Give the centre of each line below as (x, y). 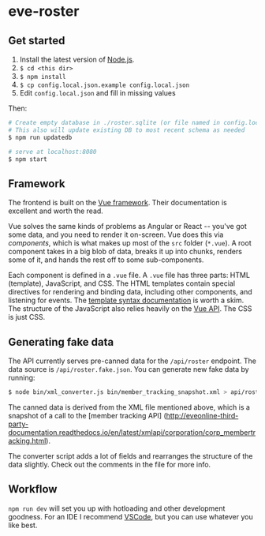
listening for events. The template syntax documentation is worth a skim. (126, 300)
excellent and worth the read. (56, 211)
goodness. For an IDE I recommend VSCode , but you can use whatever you (131, 516)
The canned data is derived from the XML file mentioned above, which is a (129, 407)
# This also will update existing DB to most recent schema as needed (127, 130)
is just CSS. (27, 317)
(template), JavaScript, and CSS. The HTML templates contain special (121, 283)
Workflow (33, 489)
